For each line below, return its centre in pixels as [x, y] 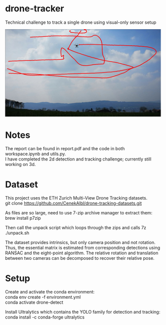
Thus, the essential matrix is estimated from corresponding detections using [83, 248]
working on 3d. [21, 164]
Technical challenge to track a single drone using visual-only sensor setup [81, 22]
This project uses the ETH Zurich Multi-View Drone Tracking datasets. [76, 198]
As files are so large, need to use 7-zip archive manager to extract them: [79, 213]
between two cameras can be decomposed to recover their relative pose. [80, 258]
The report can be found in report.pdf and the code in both [65, 149]
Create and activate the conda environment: [50, 292]
